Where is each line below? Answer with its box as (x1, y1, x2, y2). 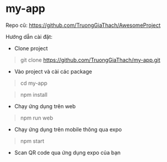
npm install (20, 91, 48, 98)
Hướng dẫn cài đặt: (5, 33, 53, 40)
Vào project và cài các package (14, 68, 92, 75)
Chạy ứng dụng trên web (14, 102, 76, 109)
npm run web (20, 114, 53, 121)
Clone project (14, 44, 48, 52)
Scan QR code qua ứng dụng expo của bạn (14, 149, 121, 156)
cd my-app (20, 80, 48, 87)
